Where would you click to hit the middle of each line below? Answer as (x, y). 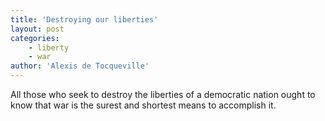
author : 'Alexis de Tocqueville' (80, 66)
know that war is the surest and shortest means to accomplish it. (143, 105)
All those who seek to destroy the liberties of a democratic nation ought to (163, 94)
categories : (35, 38)
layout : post (37, 29)
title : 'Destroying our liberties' (84, 19)
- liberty (49, 47)
